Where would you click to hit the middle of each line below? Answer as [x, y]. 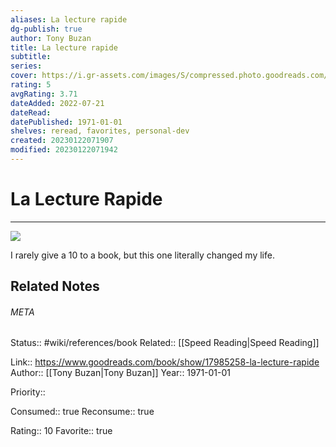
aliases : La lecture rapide [69, 19]
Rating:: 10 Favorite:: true [61, 431]
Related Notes [55, 286]
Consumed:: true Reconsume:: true [82, 412]
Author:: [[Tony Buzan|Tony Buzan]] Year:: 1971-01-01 [121, 373]
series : [26, 66]
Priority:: [28, 392]
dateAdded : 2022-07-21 [57, 103]
